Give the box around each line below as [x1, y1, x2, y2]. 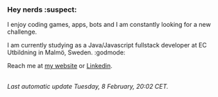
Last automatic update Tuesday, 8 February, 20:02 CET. [7, 83, 169, 91]
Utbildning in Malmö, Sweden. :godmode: [7, 48, 126, 56]
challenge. [7, 28, 37, 36]
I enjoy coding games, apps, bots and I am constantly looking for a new [7, 21, 211, 29]
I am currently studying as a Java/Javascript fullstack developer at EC [7, 41, 207, 50]
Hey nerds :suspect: [7, 5, 78, 14]
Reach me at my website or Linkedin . [7, 62, 113, 70]
